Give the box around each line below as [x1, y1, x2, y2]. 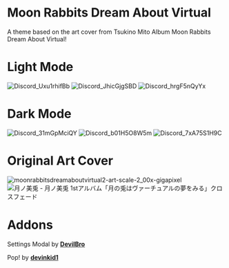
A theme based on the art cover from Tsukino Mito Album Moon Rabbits [7, 28, 212, 36]
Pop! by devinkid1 [7, 253, 59, 261]
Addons [7, 217, 53, 232]
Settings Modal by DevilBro [7, 240, 86, 248]
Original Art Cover [7, 153, 114, 168]
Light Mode [7, 59, 74, 75]
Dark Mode [7, 106, 72, 122]
